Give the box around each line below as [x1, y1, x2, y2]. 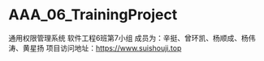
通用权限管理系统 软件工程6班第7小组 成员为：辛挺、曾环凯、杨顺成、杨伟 [8, 33, 256, 43]
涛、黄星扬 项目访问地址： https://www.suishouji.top [8, 43, 182, 53]
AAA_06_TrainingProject [8, 6, 178, 24]
